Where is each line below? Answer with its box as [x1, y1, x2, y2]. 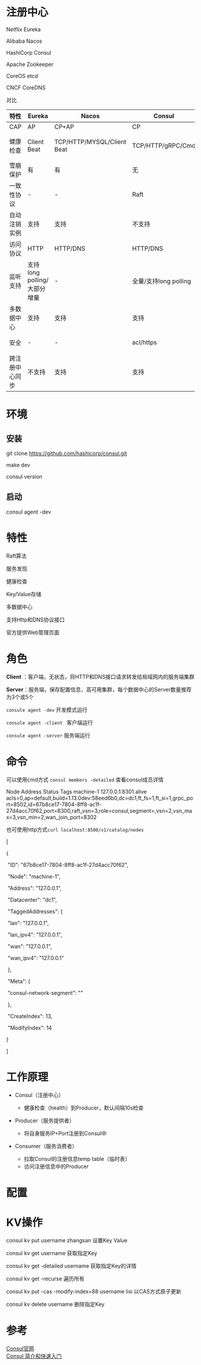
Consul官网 [6, 1345, 34, 1352]
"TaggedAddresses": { [7, 908, 63, 915]
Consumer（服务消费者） [14, 1142, 78, 1149]
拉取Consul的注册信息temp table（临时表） [23, 1155, 130, 1163]
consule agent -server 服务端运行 [6, 731, 91, 739]
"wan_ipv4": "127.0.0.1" [7, 954, 65, 961]
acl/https [132, 338, 157, 346]
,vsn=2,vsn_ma [154, 807, 193, 814]
